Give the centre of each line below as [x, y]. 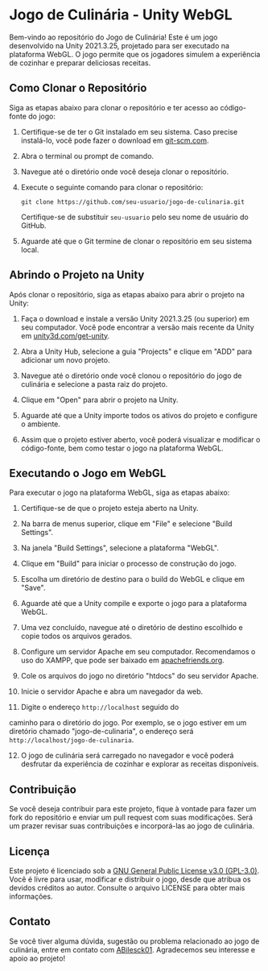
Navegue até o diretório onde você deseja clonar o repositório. [124, 172]
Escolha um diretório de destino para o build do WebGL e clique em [132, 579]
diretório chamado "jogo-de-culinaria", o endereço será [101, 732]
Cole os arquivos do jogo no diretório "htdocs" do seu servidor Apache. [140, 676]
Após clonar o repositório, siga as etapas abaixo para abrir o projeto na [127, 294]
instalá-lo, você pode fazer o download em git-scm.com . [115, 140]
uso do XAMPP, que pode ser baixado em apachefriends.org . [122, 660]
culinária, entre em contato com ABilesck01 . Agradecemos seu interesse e [132, 949]
